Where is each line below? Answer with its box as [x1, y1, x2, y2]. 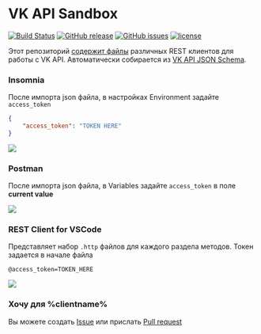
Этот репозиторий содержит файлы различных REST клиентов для [8, 46, 234, 55]
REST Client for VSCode [8, 224, 102, 235]
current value [8, 189, 54, 199]
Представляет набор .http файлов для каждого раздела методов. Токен [8, 242, 254, 252]
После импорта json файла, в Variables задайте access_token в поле [8, 181, 236, 191]
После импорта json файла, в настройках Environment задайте [8, 93, 220, 102]
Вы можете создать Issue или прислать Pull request [8, 317, 183, 326]
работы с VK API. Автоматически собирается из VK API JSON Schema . [8, 55, 247, 64]
